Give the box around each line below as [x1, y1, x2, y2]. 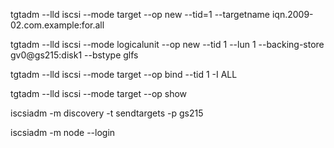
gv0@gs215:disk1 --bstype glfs [10, 49, 139, 61]
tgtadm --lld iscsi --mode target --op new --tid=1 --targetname [10, 9, 270, 20]
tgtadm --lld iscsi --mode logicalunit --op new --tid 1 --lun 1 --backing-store [10, 39, 325, 50]
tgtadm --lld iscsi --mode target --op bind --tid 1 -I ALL [10, 69, 238, 80]
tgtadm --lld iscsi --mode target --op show [10, 88, 188, 99]
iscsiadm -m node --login [10, 127, 116, 138]
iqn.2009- [271, 9, 314, 20]
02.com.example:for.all [10, 19, 105, 31]
